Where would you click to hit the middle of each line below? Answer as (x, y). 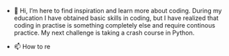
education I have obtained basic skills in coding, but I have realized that (116, 18)
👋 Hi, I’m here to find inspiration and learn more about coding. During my (118, 11)
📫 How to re (32, 46)
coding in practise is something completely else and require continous (114, 25)
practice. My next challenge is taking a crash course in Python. (104, 32)
